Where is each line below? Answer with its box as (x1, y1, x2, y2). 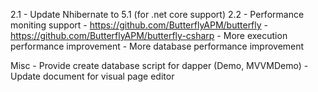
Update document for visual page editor (10, 70, 175, 82)
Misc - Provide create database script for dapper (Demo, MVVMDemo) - (10, 60, 309, 71)
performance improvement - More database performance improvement (10, 40, 305, 52)
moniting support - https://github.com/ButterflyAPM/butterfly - (10, 19, 269, 31)
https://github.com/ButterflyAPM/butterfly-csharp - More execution (10, 30, 288, 41)
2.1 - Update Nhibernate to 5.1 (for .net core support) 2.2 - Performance (10, 9, 305, 20)
